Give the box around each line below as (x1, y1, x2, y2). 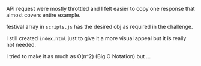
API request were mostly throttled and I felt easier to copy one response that (6, 5, 195, 12)
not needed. (6, 41, 37, 48)
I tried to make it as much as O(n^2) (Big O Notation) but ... (6, 53, 151, 59)
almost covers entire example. (6, 11, 81, 19)
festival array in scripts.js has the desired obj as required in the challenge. (6, 23, 193, 30)
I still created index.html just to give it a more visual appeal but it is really (6, 35, 187, 41)
